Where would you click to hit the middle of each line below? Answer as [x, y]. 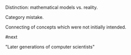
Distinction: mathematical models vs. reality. [51, 7]
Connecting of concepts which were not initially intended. [66, 27]
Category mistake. [25, 17]
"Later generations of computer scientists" [50, 47]
